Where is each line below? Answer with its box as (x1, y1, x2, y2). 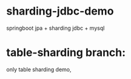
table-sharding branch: (6, 46, 126, 60)
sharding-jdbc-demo (6, 4, 114, 18)
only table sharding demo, (6, 66, 72, 73)
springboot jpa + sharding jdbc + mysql (6, 24, 105, 32)
